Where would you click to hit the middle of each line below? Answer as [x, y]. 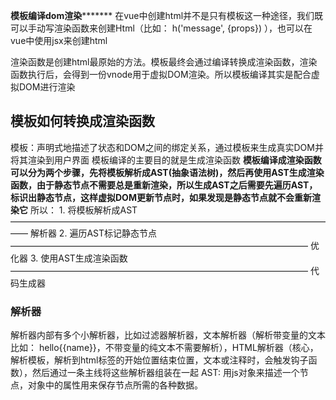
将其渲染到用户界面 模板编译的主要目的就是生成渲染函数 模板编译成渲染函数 [166, 160]
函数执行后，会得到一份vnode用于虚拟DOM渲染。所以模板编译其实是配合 [161, 74]
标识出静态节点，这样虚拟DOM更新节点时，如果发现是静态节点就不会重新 [161, 197]
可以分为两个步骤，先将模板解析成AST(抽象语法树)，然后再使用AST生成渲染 [167, 172]
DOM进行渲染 [47, 87]
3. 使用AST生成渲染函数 [78, 258]
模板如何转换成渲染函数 [82, 121]
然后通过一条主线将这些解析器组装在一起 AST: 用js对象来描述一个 [165, 373]
